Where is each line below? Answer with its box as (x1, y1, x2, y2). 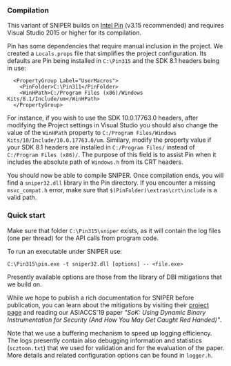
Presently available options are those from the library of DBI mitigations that (7, 273, 222, 281)
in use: (7, 64, 26, 73)
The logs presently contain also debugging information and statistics (7, 336, 202, 345)
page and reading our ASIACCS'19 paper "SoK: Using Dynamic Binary (7, 308, 206, 316)
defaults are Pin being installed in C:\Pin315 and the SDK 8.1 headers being (7, 57, 220, 65)
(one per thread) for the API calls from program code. (7, 234, 159, 242)
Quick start (7, 210, 46, 220)
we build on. (7, 280, 43, 289)
